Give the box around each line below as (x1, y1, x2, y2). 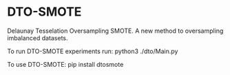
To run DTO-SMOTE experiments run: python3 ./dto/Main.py (7, 47, 178, 55)
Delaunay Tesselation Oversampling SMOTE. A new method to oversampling (7, 27, 224, 35)
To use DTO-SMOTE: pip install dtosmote (7, 60, 124, 68)
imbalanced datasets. (7, 33, 68, 42)
